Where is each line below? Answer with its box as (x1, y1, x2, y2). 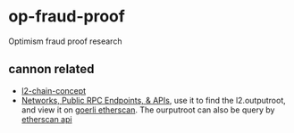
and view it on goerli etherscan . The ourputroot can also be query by (21, 104, 275, 115)
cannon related (8, 62, 95, 77)
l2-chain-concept (21, 85, 87, 96)
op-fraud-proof (8, 6, 126, 27)
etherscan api (21, 113, 72, 124)
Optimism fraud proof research (8, 36, 122, 46)
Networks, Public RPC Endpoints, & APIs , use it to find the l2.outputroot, (21, 95, 287, 105)
